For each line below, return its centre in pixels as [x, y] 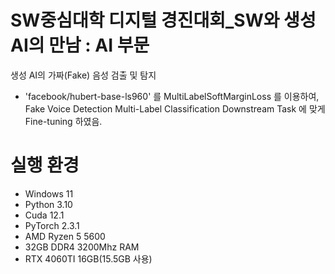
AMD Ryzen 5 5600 [65, 236]
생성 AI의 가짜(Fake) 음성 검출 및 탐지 [83, 75]
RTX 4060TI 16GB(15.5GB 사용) [88, 258]
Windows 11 [49, 193]
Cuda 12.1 [44, 215]
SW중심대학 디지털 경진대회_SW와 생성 [163, 20]
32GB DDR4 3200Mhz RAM [82, 247]
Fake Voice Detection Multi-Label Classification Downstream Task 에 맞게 [175, 108]
